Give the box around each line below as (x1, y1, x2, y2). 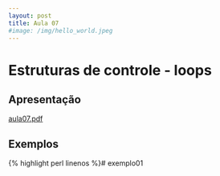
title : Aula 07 (8, 19, 59, 27)
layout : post (8, 11, 52, 20)
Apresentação (8, 93, 82, 106)
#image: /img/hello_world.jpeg (8, 26, 113, 34)
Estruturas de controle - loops (8, 61, 213, 79)
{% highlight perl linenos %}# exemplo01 (8, 158, 144, 168)
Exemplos (8, 137, 59, 150)
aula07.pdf (8, 114, 43, 124)
